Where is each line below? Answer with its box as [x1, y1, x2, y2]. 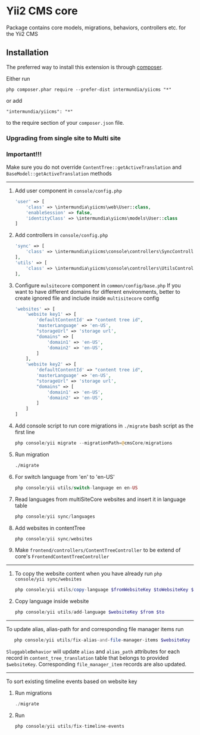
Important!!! [6, 150, 42, 158]
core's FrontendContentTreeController [14, 553, 110, 560]
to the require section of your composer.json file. [6, 119, 124, 126]
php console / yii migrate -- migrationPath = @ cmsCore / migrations [14, 440, 173, 446]
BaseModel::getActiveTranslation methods [6, 170, 112, 177]
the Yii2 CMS [6, 30, 39, 37]
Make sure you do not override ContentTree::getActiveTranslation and [6, 163, 182, 171]
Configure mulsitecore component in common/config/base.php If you [14, 282, 181, 289]
